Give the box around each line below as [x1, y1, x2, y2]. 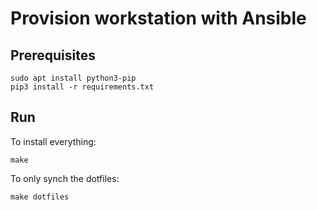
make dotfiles [10, 192, 70, 202]
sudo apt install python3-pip [10, 73, 137, 83]
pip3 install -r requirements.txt [10, 82, 155, 92]
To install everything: [10, 135, 97, 147]
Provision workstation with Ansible [10, 7, 307, 30]
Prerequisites [10, 47, 96, 64]
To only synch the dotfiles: [10, 172, 120, 184]
